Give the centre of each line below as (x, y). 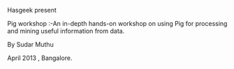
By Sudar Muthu (30, 44)
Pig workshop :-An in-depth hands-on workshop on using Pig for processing (117, 23)
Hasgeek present (32, 10)
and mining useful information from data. (66, 31)
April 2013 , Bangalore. (40, 58)
